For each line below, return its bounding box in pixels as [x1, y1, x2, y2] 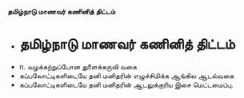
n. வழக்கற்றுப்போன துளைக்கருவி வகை [18, 61, 138, 71]
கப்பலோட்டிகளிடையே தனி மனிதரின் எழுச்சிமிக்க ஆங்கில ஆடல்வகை [18, 71, 234, 80]
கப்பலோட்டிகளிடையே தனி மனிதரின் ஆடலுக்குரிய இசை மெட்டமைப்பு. [18, 80, 234, 89]
